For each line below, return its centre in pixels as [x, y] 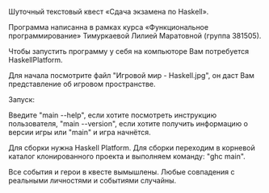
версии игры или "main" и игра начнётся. [80, 132]
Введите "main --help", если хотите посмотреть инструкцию [112, 115]
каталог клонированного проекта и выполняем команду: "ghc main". [127, 156]
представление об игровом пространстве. [82, 84]
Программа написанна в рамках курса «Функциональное [108, 27]
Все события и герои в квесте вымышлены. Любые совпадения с [122, 172]
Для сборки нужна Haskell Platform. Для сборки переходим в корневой [132, 148]
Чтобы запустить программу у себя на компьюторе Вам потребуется [129, 51]
